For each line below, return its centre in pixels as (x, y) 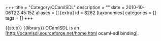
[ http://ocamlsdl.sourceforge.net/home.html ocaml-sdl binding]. (72, 33)
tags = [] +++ (19, 18)
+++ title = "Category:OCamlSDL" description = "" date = (65, 7)
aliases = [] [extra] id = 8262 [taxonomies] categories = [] (96, 13)
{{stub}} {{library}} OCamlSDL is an (42, 28)
